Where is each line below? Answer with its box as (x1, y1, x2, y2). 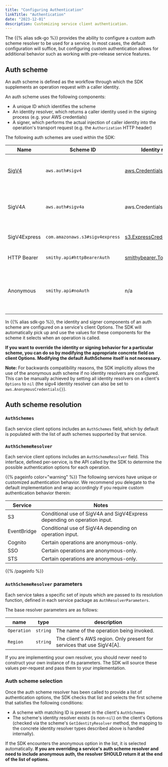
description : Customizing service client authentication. (5, 21, 128, 27)
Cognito (7, 539, 26, 546)
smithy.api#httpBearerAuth (45, 255, 110, 261)
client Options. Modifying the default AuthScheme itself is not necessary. (5, 355, 161, 361)
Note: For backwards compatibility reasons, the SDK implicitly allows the (5, 365, 155, 371)
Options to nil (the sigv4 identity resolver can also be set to (5, 381, 128, 387)
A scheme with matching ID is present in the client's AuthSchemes (12, 709, 145, 715)
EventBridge (7, 528, 36, 535)
